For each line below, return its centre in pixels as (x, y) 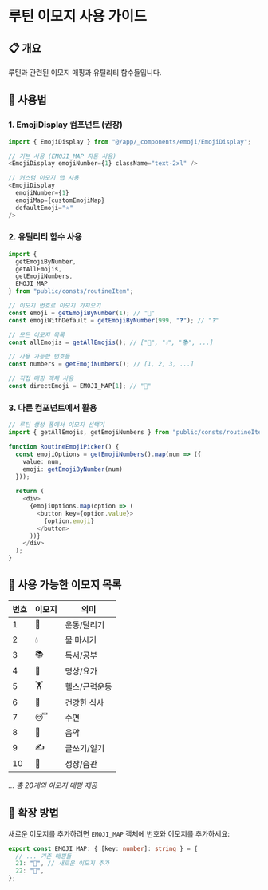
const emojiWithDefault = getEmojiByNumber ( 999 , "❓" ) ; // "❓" (114, 320)
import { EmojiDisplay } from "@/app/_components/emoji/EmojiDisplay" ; (130, 142)
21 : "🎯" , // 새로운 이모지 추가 (63, 864)
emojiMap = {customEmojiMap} (60, 200)
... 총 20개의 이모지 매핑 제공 (53, 785)
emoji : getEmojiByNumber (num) (73, 469)
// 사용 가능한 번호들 (39, 357)
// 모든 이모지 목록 (37, 335)
